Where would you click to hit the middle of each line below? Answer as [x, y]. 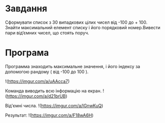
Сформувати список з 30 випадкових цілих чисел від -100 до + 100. [76, 22]
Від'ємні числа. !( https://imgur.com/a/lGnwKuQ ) [54, 105]
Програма [27, 53]
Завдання [26, 9]
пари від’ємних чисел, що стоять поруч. [47, 33]
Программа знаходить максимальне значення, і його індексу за [73, 66]
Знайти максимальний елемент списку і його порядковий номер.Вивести [83, 27]
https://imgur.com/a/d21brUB [36, 96]
